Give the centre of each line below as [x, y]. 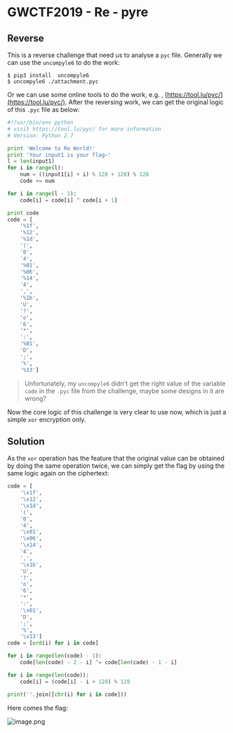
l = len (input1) [31, 161]
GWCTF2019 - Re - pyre [78, 12]
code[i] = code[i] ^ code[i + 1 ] [69, 200]
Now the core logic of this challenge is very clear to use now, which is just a [117, 412]
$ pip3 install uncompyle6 [48, 75]
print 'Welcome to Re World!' [52, 148]
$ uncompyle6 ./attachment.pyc [53, 82]
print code [23, 213]
